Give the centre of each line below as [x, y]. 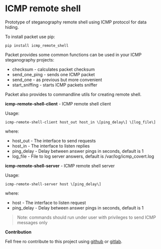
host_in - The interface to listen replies [51, 146]
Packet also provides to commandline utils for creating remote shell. [73, 94]
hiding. [12, 27]
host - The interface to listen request [49, 203]
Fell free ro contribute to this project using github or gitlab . [64, 241]
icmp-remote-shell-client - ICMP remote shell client [58, 104]
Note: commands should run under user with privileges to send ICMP [86, 217]
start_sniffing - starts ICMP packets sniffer [55, 85]
